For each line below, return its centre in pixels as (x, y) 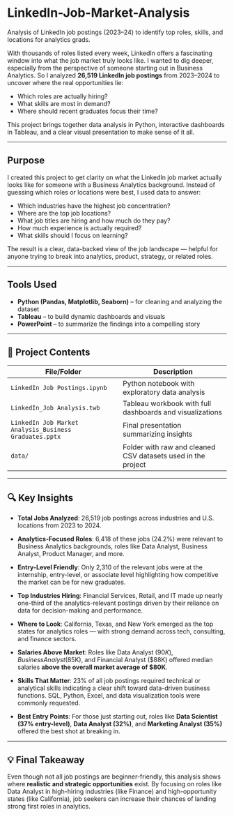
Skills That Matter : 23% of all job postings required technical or (109, 681)
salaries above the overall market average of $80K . (92, 667)
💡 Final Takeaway (46, 759)
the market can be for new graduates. (71, 582)
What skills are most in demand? (64, 103)
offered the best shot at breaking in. (69, 731)
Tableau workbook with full (167, 404)
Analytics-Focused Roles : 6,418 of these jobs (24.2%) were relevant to (120, 539)
